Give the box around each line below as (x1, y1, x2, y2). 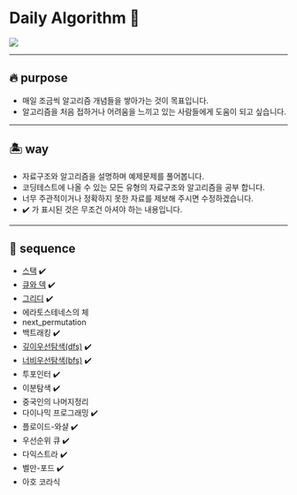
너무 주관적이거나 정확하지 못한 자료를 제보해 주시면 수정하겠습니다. (21, 193, 254, 203)
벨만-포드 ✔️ (21, 463, 65, 474)
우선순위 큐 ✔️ (21, 435, 71, 445)
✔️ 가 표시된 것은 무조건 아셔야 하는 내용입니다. (21, 203, 183, 215)
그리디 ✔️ (21, 293, 54, 304)
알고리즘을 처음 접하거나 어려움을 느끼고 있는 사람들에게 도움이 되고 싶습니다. (21, 106, 287, 117)
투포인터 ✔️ (21, 369, 61, 379)
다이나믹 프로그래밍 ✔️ (21, 407, 99, 418)
